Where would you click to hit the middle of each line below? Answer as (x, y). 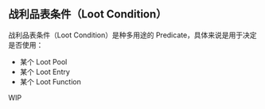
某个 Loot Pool (43, 61)
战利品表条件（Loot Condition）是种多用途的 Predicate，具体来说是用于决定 (132, 35)
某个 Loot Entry (45, 72)
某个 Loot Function (50, 81)
